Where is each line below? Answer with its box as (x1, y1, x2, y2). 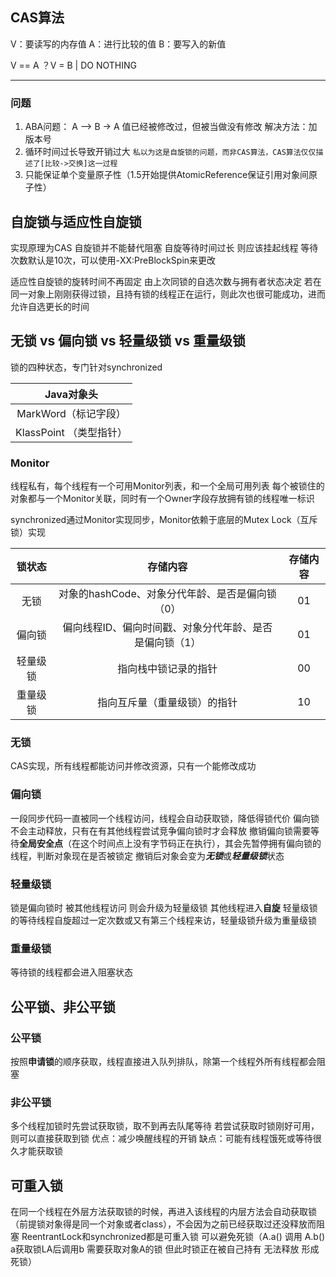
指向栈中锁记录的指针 (117, 662, 218, 676)
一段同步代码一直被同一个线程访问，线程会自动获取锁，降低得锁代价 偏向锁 (10, 812, 320, 824)
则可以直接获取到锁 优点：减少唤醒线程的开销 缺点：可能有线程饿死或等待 (10, 1133, 313, 1145)
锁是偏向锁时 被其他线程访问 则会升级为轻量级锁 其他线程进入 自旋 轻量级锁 (10, 901, 318, 913)
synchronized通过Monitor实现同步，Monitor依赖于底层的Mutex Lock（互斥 (10, 514, 318, 526)
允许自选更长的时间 (10, 300, 90, 312)
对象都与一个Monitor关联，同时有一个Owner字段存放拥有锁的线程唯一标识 (10, 493, 315, 505)
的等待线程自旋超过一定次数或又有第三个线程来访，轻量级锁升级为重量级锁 (10, 914, 317, 926)
